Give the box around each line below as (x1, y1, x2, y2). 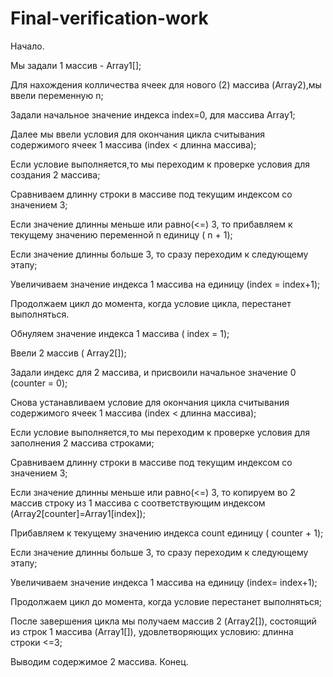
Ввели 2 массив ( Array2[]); (10, 347, 127, 359)
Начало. (10, 40, 45, 52)
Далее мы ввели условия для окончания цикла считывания (10, 128, 265, 140)
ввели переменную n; (10, 89, 104, 101)
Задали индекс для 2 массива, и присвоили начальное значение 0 (10, 366, 297, 378)
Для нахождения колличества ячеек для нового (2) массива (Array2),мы (10, 78, 322, 91)
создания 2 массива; (10, 168, 101, 181)
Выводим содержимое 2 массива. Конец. (10, 655, 189, 667)
